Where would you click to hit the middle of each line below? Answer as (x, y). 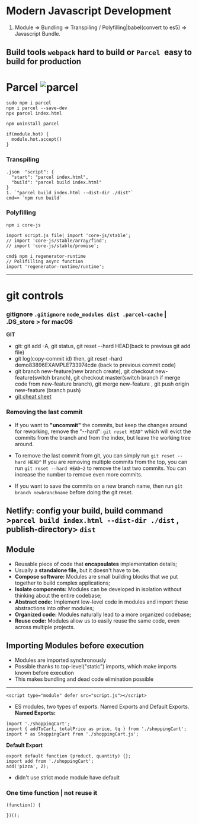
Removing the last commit (44, 412)
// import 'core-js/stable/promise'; (53, 246)
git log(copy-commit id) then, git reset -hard (68, 359)
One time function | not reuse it (52, 793)
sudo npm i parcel (29, 103)
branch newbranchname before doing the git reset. (74, 492)
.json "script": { (30, 172)
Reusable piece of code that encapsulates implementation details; (96, 564)
